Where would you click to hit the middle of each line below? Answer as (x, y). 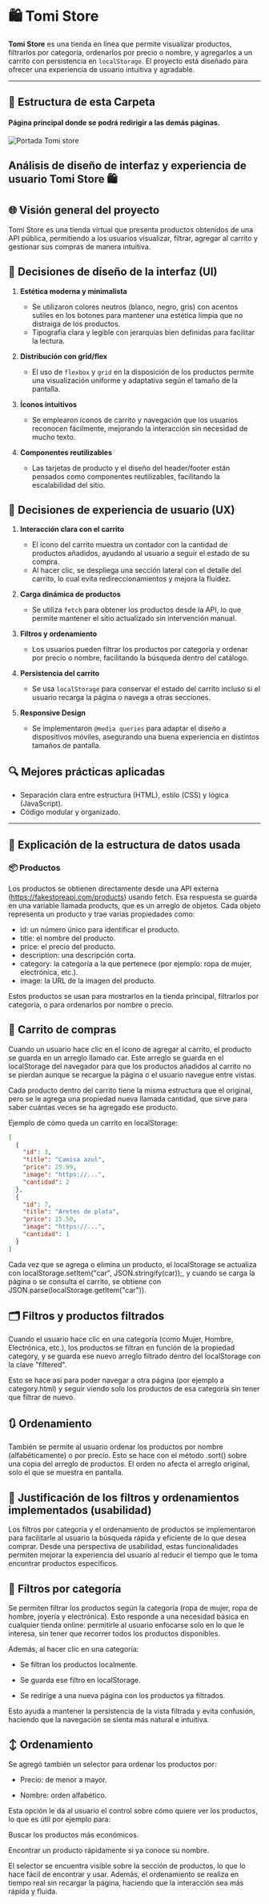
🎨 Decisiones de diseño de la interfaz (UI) (113, 272)
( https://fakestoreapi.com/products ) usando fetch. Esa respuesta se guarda (133, 897)
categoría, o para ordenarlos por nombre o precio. (91, 1004)
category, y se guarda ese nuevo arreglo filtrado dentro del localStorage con (134, 1356)
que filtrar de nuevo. (42, 1397)
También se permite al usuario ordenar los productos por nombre (116, 1447)
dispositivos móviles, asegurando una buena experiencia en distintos (146, 737)
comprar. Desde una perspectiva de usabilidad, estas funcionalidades (123, 1547)
